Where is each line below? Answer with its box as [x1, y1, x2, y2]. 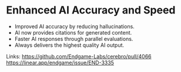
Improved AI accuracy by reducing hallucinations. [14, 23, 135, 30]
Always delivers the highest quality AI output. [14, 42, 125, 49]
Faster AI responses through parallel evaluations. [14, 35, 133, 42]
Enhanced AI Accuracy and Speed [6, 4, 176, 17]
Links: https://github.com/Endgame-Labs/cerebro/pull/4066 [6, 53, 152, 60]
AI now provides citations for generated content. [14, 29, 132, 36]
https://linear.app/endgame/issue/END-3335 [6, 59, 115, 66]
